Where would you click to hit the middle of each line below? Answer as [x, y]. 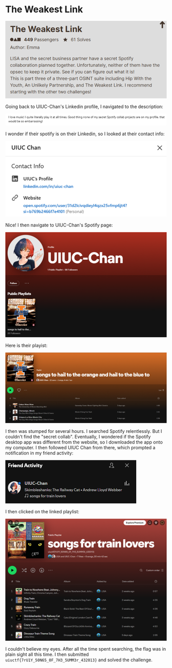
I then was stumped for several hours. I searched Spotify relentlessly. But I [84, 431]
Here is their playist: [26, 345]
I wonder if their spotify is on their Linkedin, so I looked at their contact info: [85, 134]
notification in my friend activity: [39, 453]
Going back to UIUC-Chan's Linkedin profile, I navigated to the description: [84, 107]
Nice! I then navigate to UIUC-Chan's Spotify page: [59, 225]
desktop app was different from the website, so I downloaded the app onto [84, 442]
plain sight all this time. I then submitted [47, 654]
